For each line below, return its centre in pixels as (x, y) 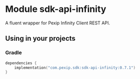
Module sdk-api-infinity (56, 9)
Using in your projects (40, 39)
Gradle (14, 53)
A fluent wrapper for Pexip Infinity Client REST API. (58, 23)
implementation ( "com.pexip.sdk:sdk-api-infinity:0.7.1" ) (75, 68)
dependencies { (21, 63)
